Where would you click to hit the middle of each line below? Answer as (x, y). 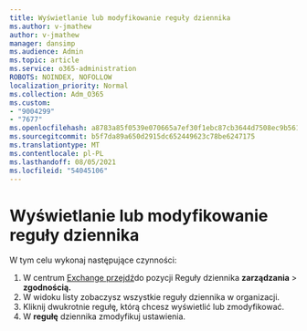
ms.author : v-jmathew (51, 26)
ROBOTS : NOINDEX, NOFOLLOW (61, 78)
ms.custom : (30, 103)
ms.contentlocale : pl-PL (57, 153)
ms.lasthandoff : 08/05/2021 (63, 162)
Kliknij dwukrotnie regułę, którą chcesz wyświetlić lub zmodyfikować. (153, 307)
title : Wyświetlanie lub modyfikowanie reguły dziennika (120, 18)
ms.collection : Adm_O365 (57, 94)
